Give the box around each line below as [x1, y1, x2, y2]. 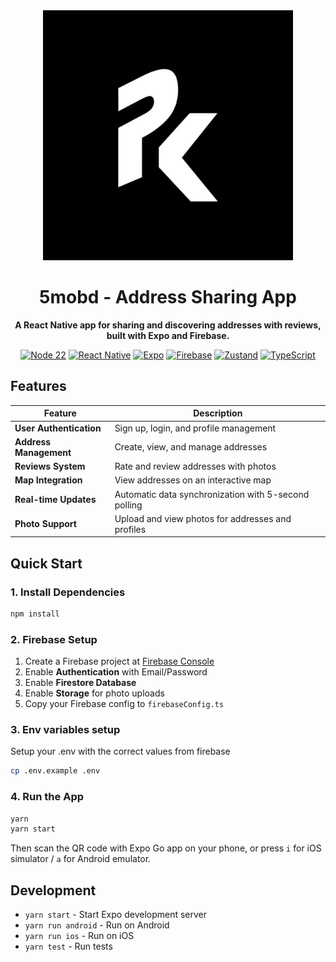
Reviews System [14, 460, 86, 472]
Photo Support [14, 518, 77, 530]
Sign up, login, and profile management [114, 422, 277, 434]
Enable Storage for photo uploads [24, 687, 165, 699]
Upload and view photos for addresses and [114, 512, 292, 524]
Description [193, 407, 243, 419]
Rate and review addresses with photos [114, 460, 277, 472]
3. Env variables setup [10, 723, 121, 737]
